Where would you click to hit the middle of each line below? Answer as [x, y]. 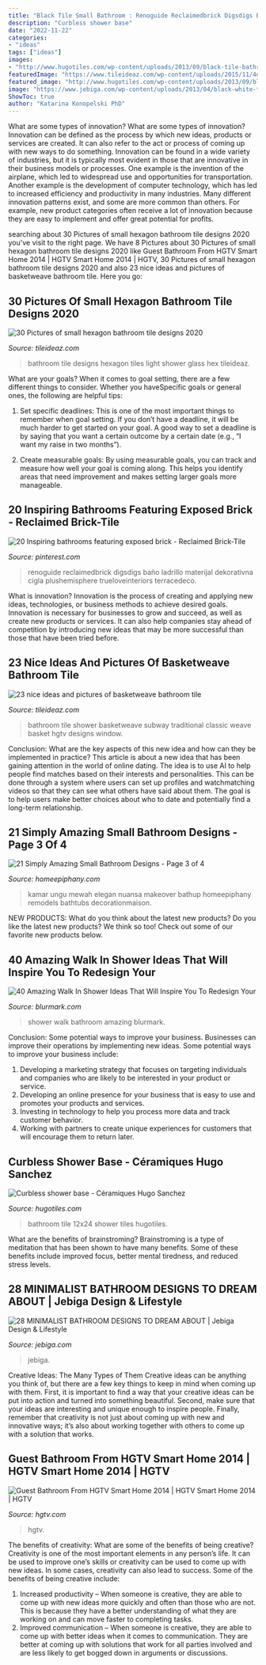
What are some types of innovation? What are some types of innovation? [127, 127]
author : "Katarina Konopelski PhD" [67, 104]
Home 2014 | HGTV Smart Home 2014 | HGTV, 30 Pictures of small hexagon [132, 260]
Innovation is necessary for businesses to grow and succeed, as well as [125, 612]
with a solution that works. [51, 1434]
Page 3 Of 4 [38, 844]
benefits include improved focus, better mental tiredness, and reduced [123, 1256]
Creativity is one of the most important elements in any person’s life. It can [129, 1553]
